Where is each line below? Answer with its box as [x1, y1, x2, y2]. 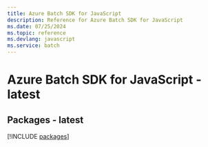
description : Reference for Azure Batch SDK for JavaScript [7, 17, 184, 23]
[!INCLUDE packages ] [7, 133, 70, 140]
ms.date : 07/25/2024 [7, 23, 67, 30]
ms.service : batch [7, 42, 60, 49]
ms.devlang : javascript [7, 36, 76, 43]
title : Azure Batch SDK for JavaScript [7, 10, 122, 17]
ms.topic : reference [7, 29, 67, 37]
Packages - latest [7, 114, 84, 126]
